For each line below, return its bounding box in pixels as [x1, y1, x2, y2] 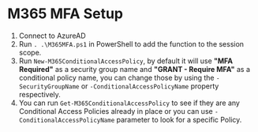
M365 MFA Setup [7, 5, 124, 23]
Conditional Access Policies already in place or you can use [18, 106, 214, 115]
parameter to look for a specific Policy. [116, 115, 242, 124]
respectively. [18, 89, 61, 99]
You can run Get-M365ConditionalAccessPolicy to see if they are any [18, 98, 240, 107]
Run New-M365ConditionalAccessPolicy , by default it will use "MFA [18, 56, 234, 66]
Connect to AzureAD [18, 31, 86, 40]
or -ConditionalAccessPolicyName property [80, 81, 219, 91]
